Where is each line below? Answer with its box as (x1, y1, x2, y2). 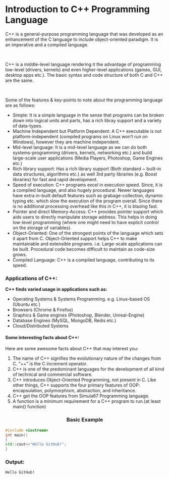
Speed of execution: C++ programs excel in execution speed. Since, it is (12, 182, 163, 188)
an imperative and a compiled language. (5, 41, 89, 47)
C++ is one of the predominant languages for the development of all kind (12, 366, 164, 372)
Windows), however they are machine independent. (12, 139, 120, 145)
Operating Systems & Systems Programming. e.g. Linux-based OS (12, 296, 150, 302)
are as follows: (5, 102, 36, 108)
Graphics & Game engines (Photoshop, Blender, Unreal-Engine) (12, 312, 145, 318)
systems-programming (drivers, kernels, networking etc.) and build (12, 149, 152, 155)
